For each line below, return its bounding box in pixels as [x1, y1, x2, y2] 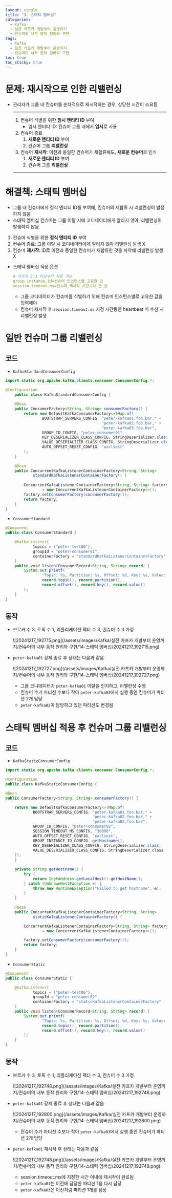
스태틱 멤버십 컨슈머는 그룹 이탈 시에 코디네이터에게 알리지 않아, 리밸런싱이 [12, 217, 162, 223]
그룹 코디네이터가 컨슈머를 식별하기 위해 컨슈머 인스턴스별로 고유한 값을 [20, 293, 163, 299]
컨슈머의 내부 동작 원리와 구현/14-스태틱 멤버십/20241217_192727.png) [18, 672, 160, 678]
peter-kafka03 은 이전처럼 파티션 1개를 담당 [20, 1186, 107, 1193]
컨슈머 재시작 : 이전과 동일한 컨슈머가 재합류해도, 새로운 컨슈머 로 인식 [20, 149, 157, 155]
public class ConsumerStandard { [5, 530, 77, 536]
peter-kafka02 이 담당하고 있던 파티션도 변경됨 [20, 702, 114, 708]
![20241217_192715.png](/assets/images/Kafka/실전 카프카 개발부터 [12, 637, 151, 644]
